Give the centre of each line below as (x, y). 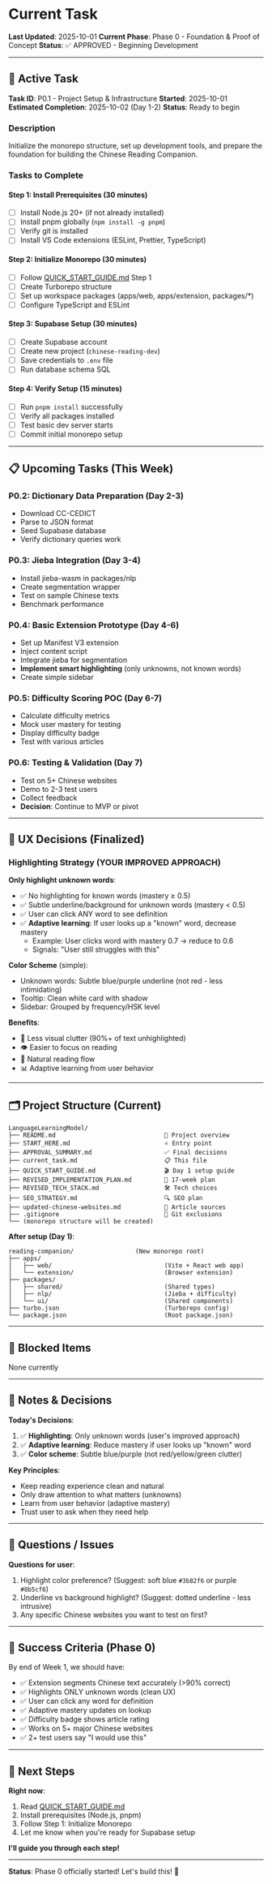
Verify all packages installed (67, 415)
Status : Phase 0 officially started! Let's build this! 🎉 (94, 1872)
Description (32, 128)
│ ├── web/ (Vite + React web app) (126, 1266)
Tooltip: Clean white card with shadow (84, 998)
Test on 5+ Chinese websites (68, 781)
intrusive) (36, 1606)
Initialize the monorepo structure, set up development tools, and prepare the (136, 146)
